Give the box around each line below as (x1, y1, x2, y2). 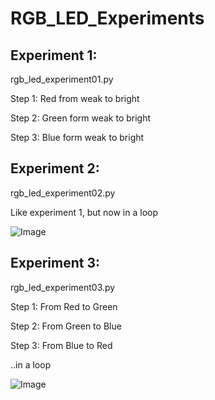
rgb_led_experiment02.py (10, 187, 116, 199)
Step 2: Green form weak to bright (10, 112, 152, 124)
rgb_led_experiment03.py (10, 281, 116, 293)
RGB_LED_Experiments (10, 7, 205, 30)
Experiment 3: (10, 255, 101, 272)
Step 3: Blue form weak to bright (10, 132, 145, 143)
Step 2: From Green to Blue (10, 320, 122, 332)
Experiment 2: (10, 160, 100, 177)
